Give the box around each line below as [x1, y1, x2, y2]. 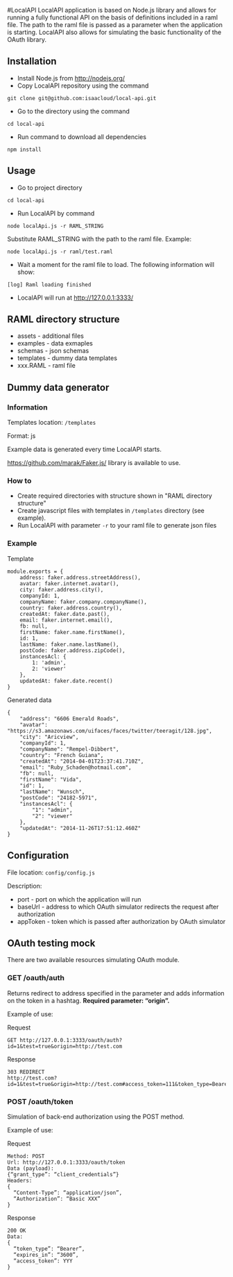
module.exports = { [7, 568, 64, 575]
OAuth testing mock [7, 937, 96, 949]
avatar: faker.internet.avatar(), [19, 580, 119, 587]
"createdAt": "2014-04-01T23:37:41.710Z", [19, 758, 144, 765]
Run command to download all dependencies [17, 132, 147, 141]
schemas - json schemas [17, 347, 89, 355]
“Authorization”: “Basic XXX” [13, 1195, 101, 1202]
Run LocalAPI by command [17, 209, 95, 218]
